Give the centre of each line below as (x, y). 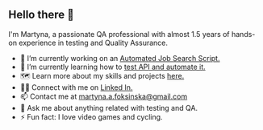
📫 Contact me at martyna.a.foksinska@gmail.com (104, 96)
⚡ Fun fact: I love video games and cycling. (91, 116)
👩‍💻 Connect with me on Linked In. (76, 87)
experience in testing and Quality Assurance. (93, 43)
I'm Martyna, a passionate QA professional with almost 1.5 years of (119, 34)
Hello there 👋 (42, 15)
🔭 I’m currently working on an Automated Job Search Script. (120, 58)
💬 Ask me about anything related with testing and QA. (109, 108)
